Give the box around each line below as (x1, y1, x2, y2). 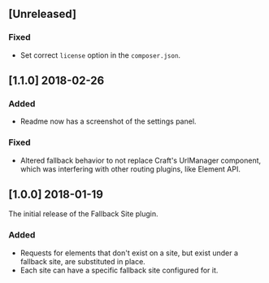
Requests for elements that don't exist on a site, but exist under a (20, 248, 238, 258)
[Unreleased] (8, 7, 77, 21)
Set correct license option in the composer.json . (20, 50, 181, 60)
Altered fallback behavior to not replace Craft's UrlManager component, (20, 155, 262, 165)
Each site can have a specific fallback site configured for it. (20, 265, 219, 275)
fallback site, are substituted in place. (20, 256, 146, 266)
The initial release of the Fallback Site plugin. (8, 209, 158, 219)
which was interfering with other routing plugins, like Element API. (20, 163, 241, 174)
